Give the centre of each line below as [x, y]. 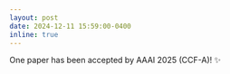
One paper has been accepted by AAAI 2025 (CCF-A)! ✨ [115, 60]
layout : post [34, 18]
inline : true [34, 34]
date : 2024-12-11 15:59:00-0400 [70, 26]
